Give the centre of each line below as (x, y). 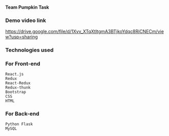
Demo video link (26, 20)
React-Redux (18, 83)
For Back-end (22, 114)
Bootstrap (16, 92)
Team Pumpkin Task (27, 7)
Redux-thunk (18, 88)
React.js (15, 74)
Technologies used (29, 50)
